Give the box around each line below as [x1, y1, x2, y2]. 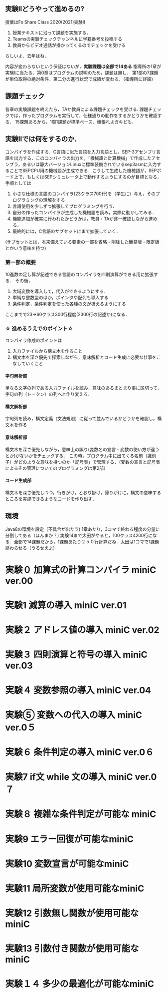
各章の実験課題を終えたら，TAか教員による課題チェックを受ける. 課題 [5, 106, 149, 112]
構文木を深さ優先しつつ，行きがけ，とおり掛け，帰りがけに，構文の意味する [5, 489, 162, 495]
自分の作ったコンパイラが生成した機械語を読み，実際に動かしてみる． [12, 210, 157, 216]
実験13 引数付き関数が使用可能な [5, 943, 139, 954]
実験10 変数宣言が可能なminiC [5, 858, 129, 869]
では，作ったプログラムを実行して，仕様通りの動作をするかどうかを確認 [9, 112, 158, 119]
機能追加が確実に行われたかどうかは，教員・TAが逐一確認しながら [12, 216, 149, 222]
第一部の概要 [5, 259, 36, 266]
